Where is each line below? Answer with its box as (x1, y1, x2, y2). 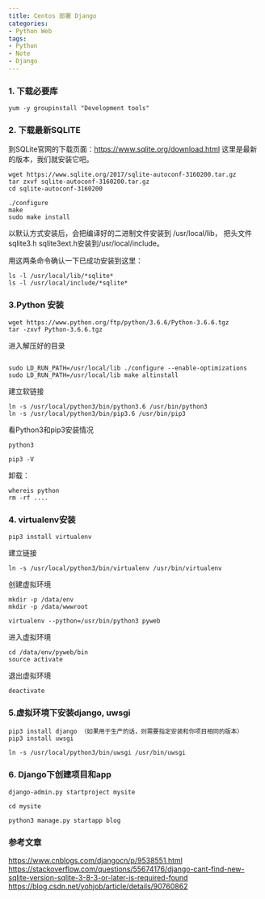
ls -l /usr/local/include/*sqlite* (8, 279, 128, 288)
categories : (8, 19, 48, 28)
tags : (8, 34, 27, 43)
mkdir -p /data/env (8, 596, 74, 604)
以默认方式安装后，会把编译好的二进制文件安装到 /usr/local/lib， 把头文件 (8, 229, 253, 238)
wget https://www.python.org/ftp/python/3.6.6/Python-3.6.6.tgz (8, 318, 229, 327)
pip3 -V (8, 455, 35, 463)
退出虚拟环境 (8, 670, 51, 681)
